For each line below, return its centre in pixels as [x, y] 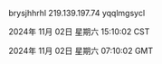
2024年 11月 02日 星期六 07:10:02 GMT [81, 50]
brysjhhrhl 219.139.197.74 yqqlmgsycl [77, 13]
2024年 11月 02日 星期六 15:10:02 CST [79, 32]
